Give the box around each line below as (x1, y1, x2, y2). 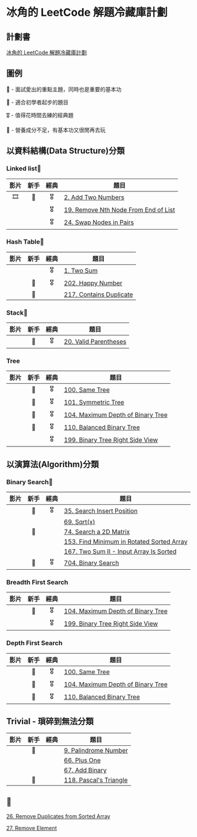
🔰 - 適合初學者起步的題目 (6, 98, 68, 106)
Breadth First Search (6, 578, 68, 586)
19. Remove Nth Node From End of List (64, 206, 175, 214)
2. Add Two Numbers (64, 193, 125, 201)
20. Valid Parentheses (64, 337, 127, 346)
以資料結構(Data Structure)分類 (6, 146, 125, 156)
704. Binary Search (64, 558, 119, 567)
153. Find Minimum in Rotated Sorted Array (64, 538, 188, 546)
